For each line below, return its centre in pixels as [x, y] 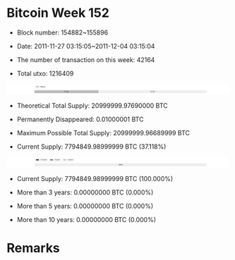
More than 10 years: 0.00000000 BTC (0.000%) [86, 220]
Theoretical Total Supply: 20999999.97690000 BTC [92, 106]
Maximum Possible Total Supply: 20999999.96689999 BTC [103, 133]
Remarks [34, 248]
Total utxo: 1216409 [45, 73]
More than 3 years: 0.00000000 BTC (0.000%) [85, 192]
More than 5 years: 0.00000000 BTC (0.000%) [85, 206]
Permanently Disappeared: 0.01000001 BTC [80, 119]
